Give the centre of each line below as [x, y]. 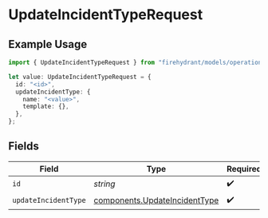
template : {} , [46, 107]
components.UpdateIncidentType [156, 200]
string [104, 184]
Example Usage [48, 44]
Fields [24, 147]
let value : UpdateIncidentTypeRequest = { [80, 77]
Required [244, 168]
